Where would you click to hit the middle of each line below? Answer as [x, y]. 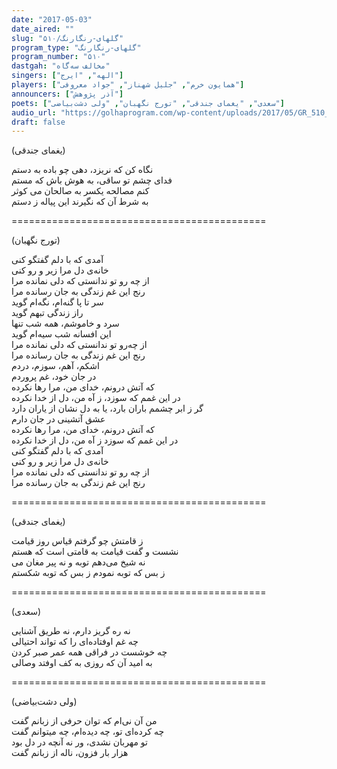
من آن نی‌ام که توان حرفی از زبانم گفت [84, 721]
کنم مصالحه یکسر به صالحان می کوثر [80, 191]
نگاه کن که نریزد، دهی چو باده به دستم [82, 170]
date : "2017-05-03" [52, 19]
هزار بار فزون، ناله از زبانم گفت [70, 753]
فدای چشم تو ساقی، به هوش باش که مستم [92, 180]
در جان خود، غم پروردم [54, 377]
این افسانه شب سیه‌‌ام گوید [61, 334]
